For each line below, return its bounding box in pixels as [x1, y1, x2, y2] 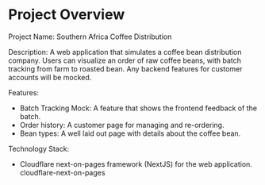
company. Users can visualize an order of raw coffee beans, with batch [8, 56, 242, 65]
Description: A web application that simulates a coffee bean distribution [8, 47, 242, 56]
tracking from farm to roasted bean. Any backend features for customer [8, 64, 243, 73]
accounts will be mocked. [8, 72, 92, 82]
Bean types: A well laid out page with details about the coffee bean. [19, 129, 241, 138]
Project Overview [8, 6, 125, 24]
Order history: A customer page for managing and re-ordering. [19, 120, 225, 129]
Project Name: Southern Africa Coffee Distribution [8, 32, 172, 41]
